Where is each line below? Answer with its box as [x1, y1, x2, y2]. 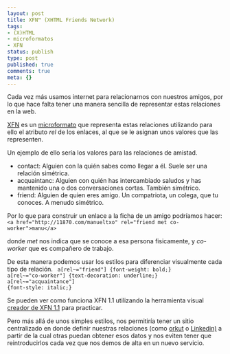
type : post [7, 55, 38, 62]
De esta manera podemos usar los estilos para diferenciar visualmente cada [7, 258, 222, 266]
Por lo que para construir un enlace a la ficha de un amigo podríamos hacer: [7, 212, 222, 220]
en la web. [7, 107, 36, 115]
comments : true [7, 67, 51, 74]
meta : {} [7, 74, 32, 81]
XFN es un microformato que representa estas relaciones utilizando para [7, 121, 213, 129]
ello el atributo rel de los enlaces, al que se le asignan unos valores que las [7, 128, 218, 136]
